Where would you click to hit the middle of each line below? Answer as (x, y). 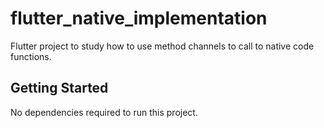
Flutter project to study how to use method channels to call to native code (162, 46)
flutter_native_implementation (139, 18)
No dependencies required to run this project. (104, 112)
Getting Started (59, 88)
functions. (31, 56)
